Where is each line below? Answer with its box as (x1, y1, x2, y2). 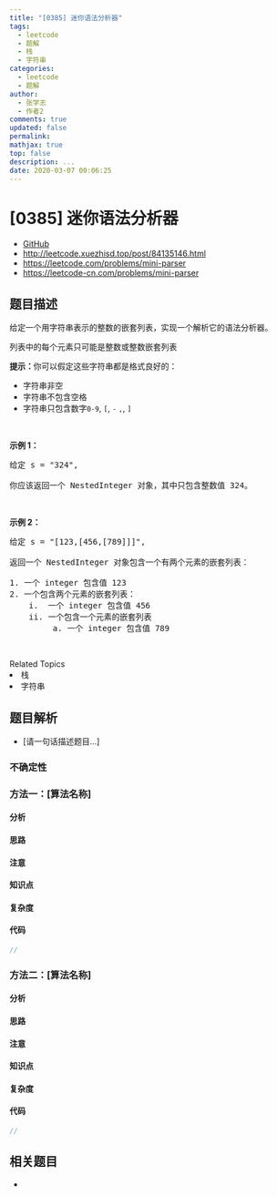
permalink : (9, 132, 51, 141)
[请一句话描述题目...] (22, 735, 100, 747)
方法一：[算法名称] (9, 787, 92, 800)
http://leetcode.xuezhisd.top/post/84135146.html (22, 248, 207, 260)
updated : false (9, 124, 67, 133)
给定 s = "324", (9, 460, 79, 470)
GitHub (22, 239, 50, 250)
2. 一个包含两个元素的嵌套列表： (9, 589, 137, 599)
